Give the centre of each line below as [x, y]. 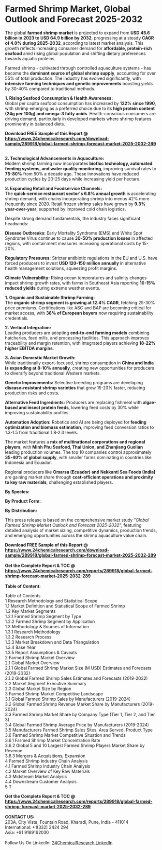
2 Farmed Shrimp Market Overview [40, 657]
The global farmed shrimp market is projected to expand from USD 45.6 [78, 33]
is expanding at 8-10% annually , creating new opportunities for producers [80, 368]
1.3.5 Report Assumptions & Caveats [41, 652]
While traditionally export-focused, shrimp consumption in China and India [79, 363]
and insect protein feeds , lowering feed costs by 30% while [79, 407]
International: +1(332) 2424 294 [37, 827]
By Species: [17, 492]
